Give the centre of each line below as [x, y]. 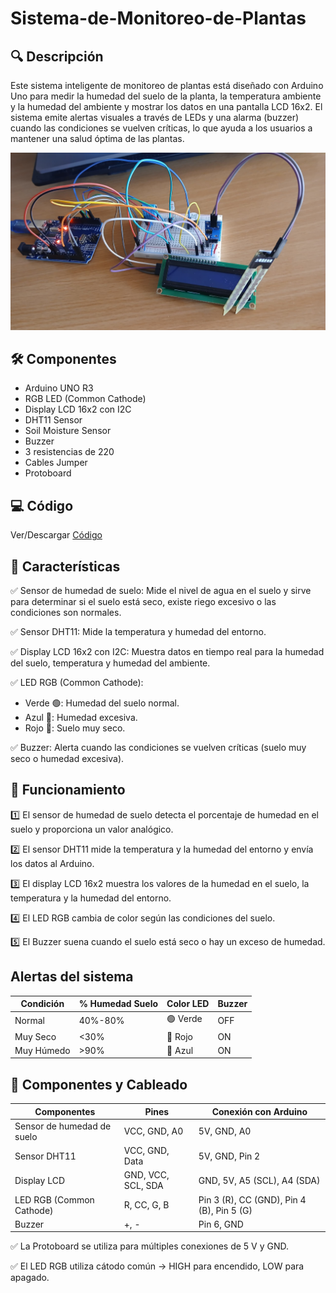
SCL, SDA [143, 1186]
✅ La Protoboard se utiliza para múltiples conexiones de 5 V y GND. [150, 1246]
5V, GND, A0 [225, 1131]
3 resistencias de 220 [69, 452]
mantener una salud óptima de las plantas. [97, 138]
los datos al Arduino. [52, 863]
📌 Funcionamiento [68, 790]
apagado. [30, 1278]
